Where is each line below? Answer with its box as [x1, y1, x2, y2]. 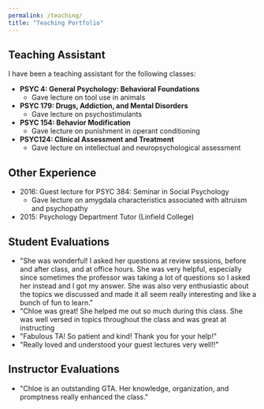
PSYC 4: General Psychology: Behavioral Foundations [19, 84, 200, 94]
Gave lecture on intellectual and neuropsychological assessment [31, 143, 241, 152]
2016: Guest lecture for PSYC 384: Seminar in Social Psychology [19, 187, 230, 197]
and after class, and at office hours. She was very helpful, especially [19, 264, 242, 273]
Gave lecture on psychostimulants [31, 110, 143, 119]
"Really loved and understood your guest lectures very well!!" [19, 340, 219, 349]
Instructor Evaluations [8, 362, 120, 376]
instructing [19, 323, 55, 332]
